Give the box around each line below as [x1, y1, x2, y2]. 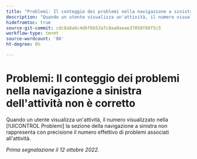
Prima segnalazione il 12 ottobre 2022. [6, 146, 100, 153]
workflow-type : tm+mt [6, 31, 59, 36]
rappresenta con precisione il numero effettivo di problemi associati [6, 128, 169, 136]
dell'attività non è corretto [6, 97, 136, 110]
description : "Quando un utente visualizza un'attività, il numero [6, 14, 175, 20]
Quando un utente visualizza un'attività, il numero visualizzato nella [6, 116, 168, 123]
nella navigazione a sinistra [6, 84, 142, 97]
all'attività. [6, 134, 31, 141]
